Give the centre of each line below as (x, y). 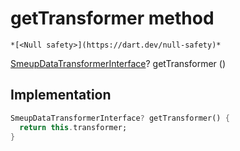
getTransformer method (112, 18)
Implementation (61, 95)
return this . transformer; (73, 127)
